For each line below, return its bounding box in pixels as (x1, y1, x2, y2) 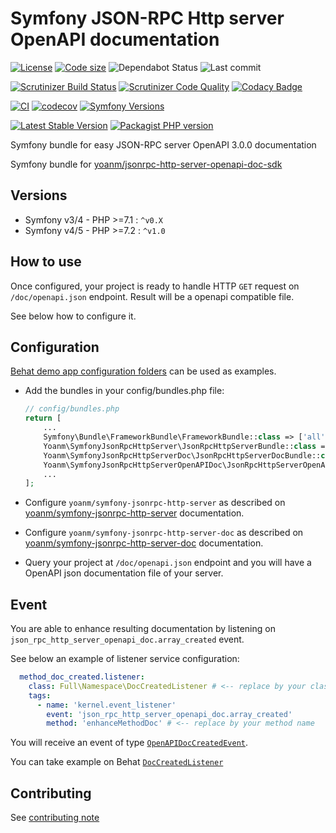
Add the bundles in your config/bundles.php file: (24, 385, 225, 397)
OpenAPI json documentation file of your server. (24, 567, 224, 579)
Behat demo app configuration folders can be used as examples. (10, 365, 277, 377)
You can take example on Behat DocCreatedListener (10, 756, 224, 768)
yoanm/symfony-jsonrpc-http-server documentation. (24, 507, 245, 519)
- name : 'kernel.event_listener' (36, 700, 177, 710)
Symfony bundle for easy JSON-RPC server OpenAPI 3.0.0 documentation (10, 138, 317, 151)
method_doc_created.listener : (19, 672, 145, 682)
